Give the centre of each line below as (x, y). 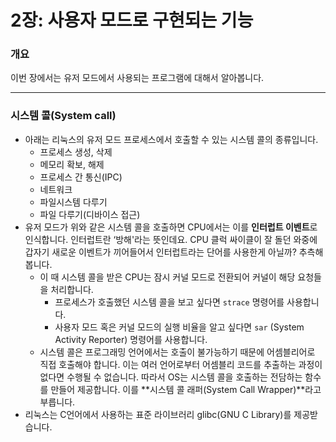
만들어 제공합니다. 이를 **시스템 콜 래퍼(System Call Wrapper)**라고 (186, 389)
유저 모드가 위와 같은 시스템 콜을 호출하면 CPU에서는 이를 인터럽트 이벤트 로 (171, 227)
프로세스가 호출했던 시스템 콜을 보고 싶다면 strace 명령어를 (169, 302)
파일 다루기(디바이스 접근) (90, 214)
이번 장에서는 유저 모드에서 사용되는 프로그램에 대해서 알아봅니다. (137, 78)
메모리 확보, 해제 (72, 164)
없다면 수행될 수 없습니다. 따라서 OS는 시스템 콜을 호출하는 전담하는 (171, 377)
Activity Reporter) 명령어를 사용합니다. (131, 339)
